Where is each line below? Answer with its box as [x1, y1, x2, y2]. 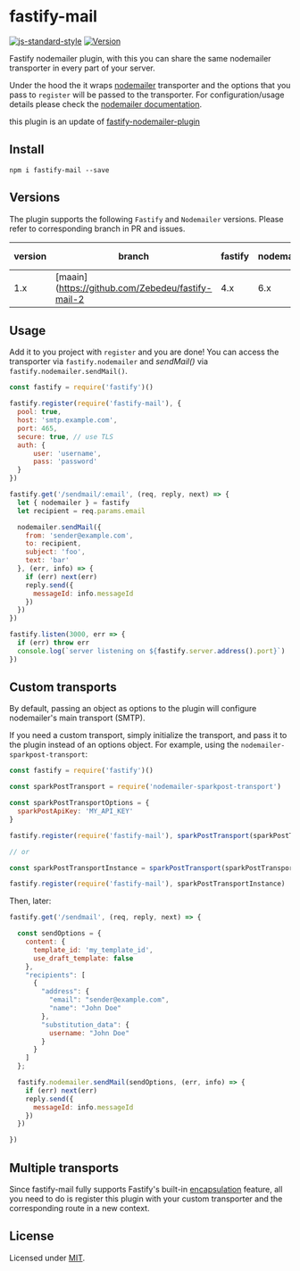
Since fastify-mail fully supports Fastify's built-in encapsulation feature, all [9, 1184, 283, 1194]
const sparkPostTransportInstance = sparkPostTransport [9, 863, 221, 872]
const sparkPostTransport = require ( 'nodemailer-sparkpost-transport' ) [9, 783, 281, 792]
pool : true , [17, 408, 62, 417]
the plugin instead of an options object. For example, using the [9, 739, 239, 751]
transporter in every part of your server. [9, 62, 155, 73]
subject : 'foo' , [25, 547, 87, 557]
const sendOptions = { [17, 929, 102, 938]
